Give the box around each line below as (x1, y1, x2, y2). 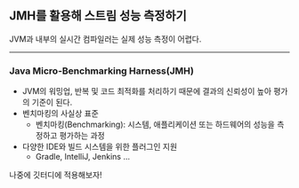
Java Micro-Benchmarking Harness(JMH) (9, 65, 194, 77)
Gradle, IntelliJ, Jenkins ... (35, 152, 131, 162)
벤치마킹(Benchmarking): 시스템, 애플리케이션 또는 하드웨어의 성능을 (35, 119, 276, 130)
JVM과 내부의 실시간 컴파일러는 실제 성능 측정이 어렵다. (9, 34, 202, 44)
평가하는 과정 (59, 130, 105, 141)
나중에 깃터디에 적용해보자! (9, 169, 102, 180)
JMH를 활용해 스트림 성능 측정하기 (9, 8, 187, 24)
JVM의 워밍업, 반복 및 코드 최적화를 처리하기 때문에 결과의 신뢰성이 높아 (21, 86, 272, 97)
